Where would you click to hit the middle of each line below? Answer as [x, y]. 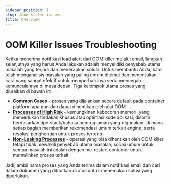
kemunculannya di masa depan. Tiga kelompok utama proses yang [76, 86]
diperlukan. [17, 176]
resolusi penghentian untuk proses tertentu [58, 134]
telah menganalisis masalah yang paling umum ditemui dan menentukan [81, 75]
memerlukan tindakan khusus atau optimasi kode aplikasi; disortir [81, 117]
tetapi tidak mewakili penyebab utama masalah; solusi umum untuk [83, 144]
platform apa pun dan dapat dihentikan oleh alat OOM [69, 107]
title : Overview [22, 19]
